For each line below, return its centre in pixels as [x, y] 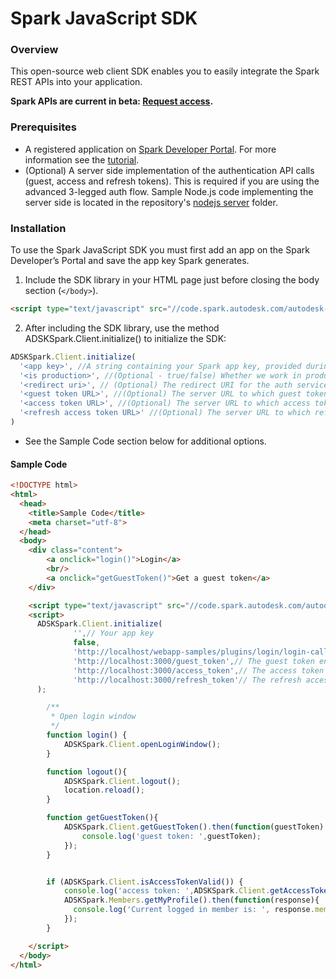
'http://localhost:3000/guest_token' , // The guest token [194, 661]
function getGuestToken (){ [102, 818]
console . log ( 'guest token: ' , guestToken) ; [171, 836]
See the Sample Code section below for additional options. [145, 441]
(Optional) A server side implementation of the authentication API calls [169, 170]
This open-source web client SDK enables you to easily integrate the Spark [165, 71]
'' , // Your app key [114, 633]
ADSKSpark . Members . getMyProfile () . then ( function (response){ [191, 900]
